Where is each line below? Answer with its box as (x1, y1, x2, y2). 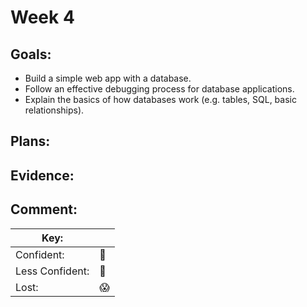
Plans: (10, 133, 51, 150)
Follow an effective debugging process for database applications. (24, 83, 295, 95)
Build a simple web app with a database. (24, 72, 192, 84)
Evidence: (10, 167, 75, 184)
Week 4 (10, 6, 75, 29)
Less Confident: (15, 264, 90, 278)
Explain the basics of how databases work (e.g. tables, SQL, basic (24, 94, 297, 105)
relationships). (24, 104, 85, 116)
